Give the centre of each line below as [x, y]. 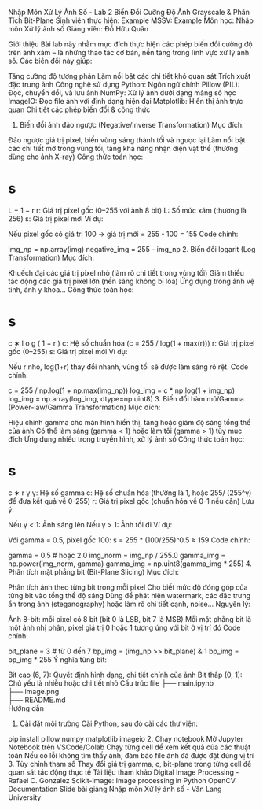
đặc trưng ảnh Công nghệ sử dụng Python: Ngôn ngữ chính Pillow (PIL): [124, 84]
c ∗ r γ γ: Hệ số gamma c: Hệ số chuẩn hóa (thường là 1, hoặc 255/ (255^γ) [130, 493]
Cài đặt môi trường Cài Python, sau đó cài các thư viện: [109, 723]
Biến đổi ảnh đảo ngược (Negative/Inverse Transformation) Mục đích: [131, 125]
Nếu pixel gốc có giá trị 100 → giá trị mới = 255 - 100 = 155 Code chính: [123, 234]
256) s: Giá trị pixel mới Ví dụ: [56, 218]
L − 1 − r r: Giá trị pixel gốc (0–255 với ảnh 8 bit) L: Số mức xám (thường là [128, 210]
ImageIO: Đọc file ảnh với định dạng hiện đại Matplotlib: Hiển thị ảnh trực [126, 101]
